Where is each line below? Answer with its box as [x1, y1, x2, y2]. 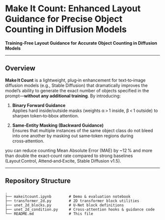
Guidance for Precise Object [5, 13, 123, 25]
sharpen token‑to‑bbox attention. [12, 112, 80, 118]
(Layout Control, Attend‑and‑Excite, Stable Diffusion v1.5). [5, 158, 121, 164]
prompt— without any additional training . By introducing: [5, 93, 121, 99]
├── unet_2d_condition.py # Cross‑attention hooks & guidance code [5, 207, 155, 212]
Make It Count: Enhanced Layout [5, 3, 141, 14]
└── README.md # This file [5, 211, 93, 216]
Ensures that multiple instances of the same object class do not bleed [12, 127, 153, 133]
